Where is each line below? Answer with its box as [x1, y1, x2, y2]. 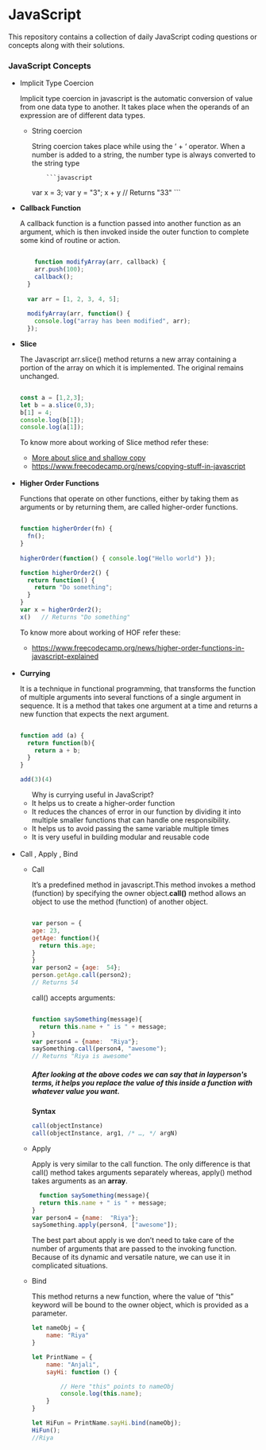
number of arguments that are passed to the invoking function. [31, 1244, 237, 1253]
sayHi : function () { [46, 1368, 118, 1376]
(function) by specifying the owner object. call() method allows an [31, 889, 246, 898]
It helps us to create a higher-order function [31, 799, 175, 808]
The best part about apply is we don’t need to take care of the [31, 1236, 235, 1245]
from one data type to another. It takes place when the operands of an [19, 102, 250, 112]
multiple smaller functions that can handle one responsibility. [31, 815, 231, 825]
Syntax [31, 1107, 56, 1116]
